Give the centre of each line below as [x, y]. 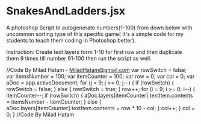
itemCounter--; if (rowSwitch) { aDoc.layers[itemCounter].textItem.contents [100, 95]
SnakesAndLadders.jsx [66, 11]
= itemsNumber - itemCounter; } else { [54, 102]
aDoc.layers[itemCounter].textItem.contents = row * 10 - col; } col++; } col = [101, 108]
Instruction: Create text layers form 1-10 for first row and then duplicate [94, 52]
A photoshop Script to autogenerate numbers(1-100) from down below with [99, 28]
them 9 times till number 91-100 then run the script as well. [79, 58]
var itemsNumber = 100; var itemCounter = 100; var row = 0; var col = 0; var [100, 76]
